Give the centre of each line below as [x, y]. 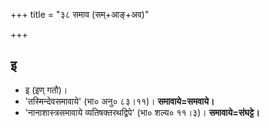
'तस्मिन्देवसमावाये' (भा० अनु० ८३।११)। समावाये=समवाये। [119, 101]
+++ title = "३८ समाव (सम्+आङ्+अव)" [80, 14]
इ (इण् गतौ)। [46, 90]
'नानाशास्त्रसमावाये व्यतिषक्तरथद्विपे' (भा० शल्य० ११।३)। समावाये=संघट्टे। [142, 112]
